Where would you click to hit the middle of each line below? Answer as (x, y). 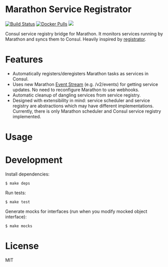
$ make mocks (19, 226)
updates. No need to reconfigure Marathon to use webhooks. (76, 90)
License (22, 246)
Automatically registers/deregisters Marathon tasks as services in (80, 73)
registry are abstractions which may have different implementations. (83, 106)
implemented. (27, 116)
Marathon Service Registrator (68, 9)
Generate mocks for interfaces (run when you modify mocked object (76, 211)
